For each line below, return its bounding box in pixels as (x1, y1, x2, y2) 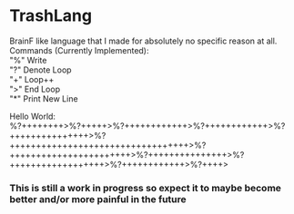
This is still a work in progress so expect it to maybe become (9, 181, 282, 194)
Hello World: (9, 111, 56, 122)
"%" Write (9, 54, 47, 65)
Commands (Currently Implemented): (9, 44, 149, 55)
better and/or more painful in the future (9, 192, 187, 205)
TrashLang (9, 5, 93, 26)
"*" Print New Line (9, 92, 79, 104)
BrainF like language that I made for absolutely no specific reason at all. (9, 35, 278, 46)
